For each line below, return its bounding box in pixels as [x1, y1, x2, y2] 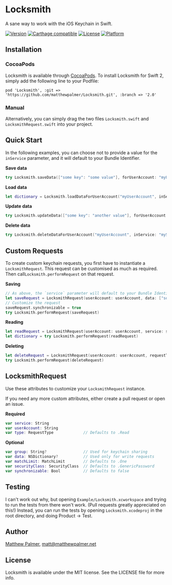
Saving [5, 281, 20, 287]
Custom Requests [5, 246, 63, 255]
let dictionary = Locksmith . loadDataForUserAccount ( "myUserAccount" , [5, 194, 157, 199]
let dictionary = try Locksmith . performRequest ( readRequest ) [5, 334, 139, 339]
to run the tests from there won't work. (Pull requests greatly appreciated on [5, 502, 166, 508]
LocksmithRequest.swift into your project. [5, 121, 93, 127]
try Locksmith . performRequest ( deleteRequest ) [5, 358, 104, 363]
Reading [5, 319, 24, 325]
